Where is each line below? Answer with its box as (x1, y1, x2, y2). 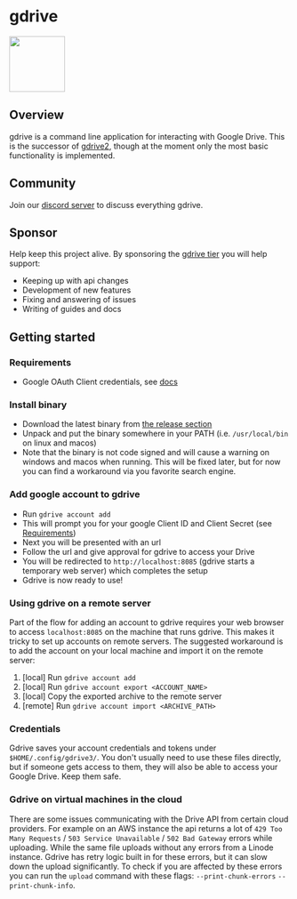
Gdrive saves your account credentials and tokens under (9, 742, 217, 753)
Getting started (9, 329, 96, 344)
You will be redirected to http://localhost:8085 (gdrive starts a (21, 556, 255, 566)
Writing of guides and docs (21, 304, 122, 315)
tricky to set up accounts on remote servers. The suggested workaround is (9, 636, 284, 646)
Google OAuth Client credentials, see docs (21, 376, 178, 388)
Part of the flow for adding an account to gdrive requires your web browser (9, 616, 285, 628)
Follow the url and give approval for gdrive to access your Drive (21, 546, 255, 557)
